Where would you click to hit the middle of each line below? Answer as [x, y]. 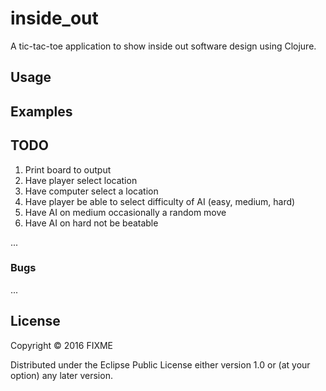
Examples [41, 111]
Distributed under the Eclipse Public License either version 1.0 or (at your [160, 364]
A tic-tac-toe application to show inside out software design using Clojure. [163, 46]
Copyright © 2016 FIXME [62, 345]
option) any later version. [61, 375]
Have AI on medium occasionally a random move [125, 212]
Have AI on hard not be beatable [91, 223]
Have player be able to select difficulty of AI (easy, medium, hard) [160, 201]
